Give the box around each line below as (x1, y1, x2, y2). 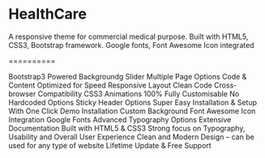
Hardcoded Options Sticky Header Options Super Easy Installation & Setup (8, 97, 258, 107)
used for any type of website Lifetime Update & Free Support (8, 140, 212, 150)
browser (8, 88, 36, 98)
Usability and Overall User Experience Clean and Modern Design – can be (8, 131, 255, 142)
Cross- (213, 80, 237, 90)
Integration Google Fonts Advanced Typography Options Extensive (8, 114, 232, 124)
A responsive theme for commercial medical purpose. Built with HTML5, (8, 32, 249, 41)
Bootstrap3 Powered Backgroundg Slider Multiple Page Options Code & (8, 71, 247, 81)
